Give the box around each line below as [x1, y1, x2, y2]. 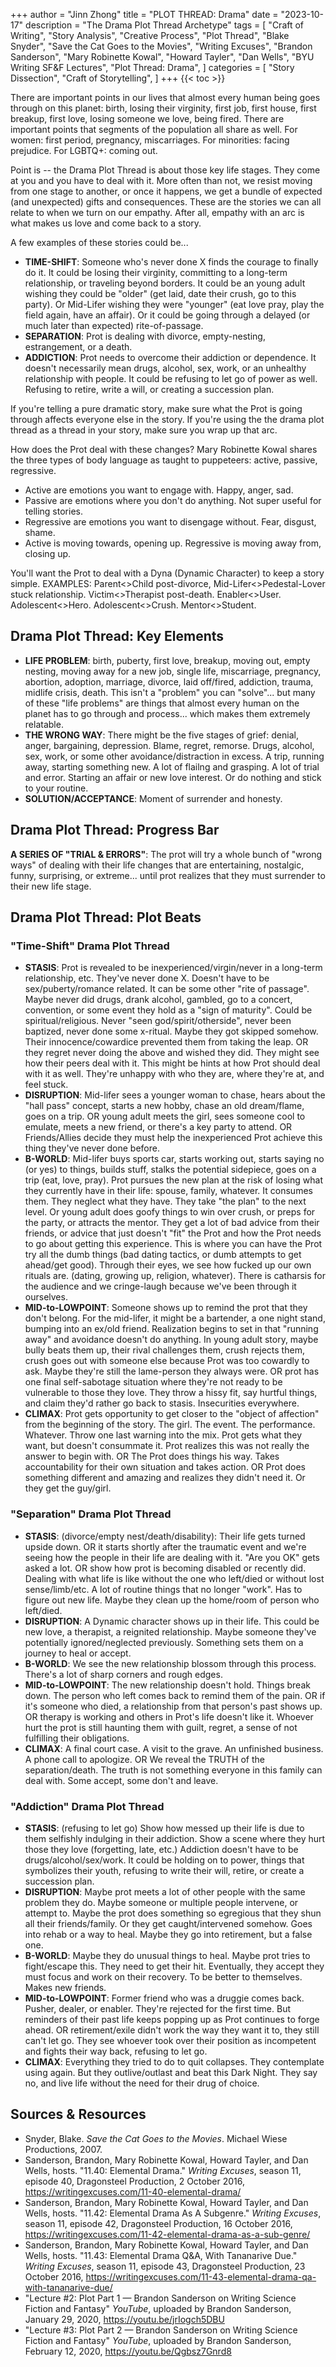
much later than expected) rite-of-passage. [24, 320, 204, 331]
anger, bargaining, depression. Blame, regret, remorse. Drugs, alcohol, [24, 739, 315, 751]
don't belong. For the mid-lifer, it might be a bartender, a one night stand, [24, 1312, 326, 1324]
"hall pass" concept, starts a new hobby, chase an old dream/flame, [24, 1100, 305, 1112]
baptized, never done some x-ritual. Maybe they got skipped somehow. [24, 1025, 319, 1038]
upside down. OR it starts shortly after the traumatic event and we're [24, 1540, 307, 1553]
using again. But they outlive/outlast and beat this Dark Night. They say [24, 2066, 318, 2078]
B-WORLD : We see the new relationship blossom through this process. [24, 1657, 317, 1669]
